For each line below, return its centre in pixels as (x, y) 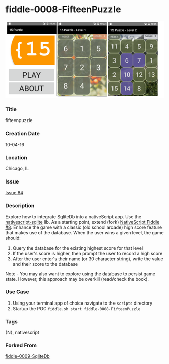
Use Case (17, 292)
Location (16, 157)
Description (20, 206)
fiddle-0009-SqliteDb (27, 356)
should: (13, 238)
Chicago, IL (17, 168)
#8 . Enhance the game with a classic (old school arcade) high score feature (84, 227)
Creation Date (23, 134)
